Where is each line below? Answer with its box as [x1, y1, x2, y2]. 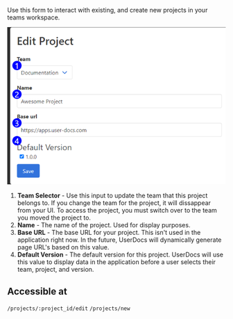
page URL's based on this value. [17, 243, 110, 252]
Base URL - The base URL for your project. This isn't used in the [17, 229, 201, 237]
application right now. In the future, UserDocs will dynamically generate [17, 236, 222, 244]
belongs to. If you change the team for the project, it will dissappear [17, 199, 212, 207]
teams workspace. [7, 13, 60, 22]
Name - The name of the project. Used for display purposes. [17, 221, 191, 229]
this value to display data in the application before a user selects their [17, 258, 216, 266]
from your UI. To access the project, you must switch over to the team [17, 206, 217, 215]
